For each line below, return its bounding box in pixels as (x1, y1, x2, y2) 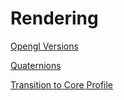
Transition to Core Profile (10, 78, 114, 91)
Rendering (10, 7, 99, 30)
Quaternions (10, 59, 62, 71)
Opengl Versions (10, 40, 79, 52)
